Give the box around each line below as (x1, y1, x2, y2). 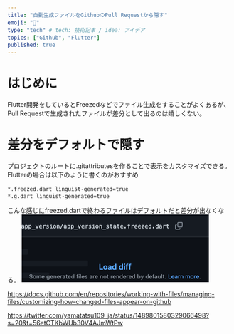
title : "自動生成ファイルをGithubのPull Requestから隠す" (7, 11, 168, 19)
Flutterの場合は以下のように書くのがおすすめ (7, 171, 139, 179)
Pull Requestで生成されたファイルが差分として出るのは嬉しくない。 (7, 109, 206, 118)
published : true (7, 41, 55, 49)
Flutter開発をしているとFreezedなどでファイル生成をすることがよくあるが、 (7, 100, 230, 109)
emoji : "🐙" (7, 19, 40, 26)
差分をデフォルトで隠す (7, 137, 145, 153)
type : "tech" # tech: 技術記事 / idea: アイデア (7, 26, 146, 33)
